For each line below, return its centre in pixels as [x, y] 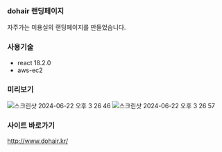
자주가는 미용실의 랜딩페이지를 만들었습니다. [67, 27]
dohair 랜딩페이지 [36, 10]
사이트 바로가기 [31, 125]
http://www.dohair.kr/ [37, 141]
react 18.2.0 [34, 62]
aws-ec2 [30, 70]
